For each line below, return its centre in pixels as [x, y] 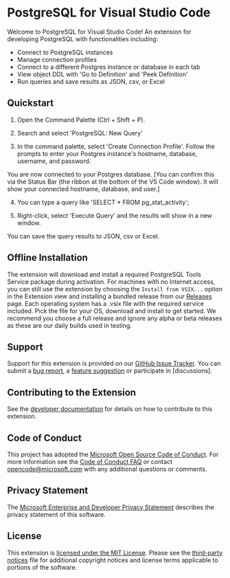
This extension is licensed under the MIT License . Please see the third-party [115, 553]
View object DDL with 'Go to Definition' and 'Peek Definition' [102, 74]
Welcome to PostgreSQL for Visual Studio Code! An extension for [99, 32]
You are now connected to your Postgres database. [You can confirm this [111, 174]
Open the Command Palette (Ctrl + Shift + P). [81, 120]
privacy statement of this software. [57, 514]
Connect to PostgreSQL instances [65, 52]
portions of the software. [42, 567]
